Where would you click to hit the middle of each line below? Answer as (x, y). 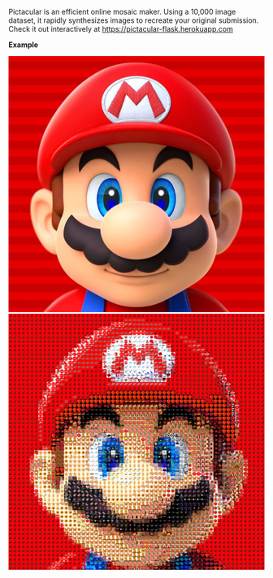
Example (24, 45)
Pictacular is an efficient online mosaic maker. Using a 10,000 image (122, 12)
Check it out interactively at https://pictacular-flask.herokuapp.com (121, 29)
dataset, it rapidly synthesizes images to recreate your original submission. (134, 20)
